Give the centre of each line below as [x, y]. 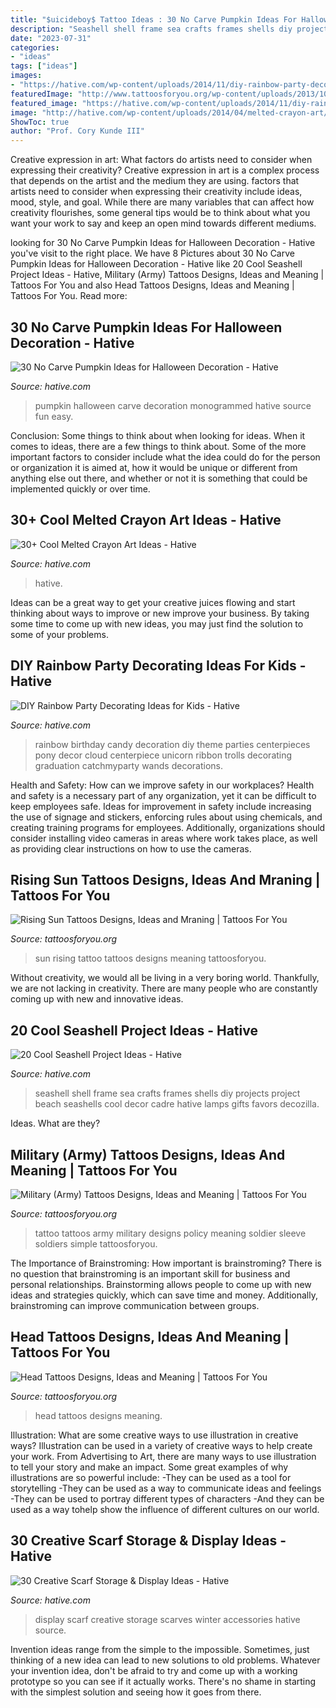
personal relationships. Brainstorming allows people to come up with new [161, 1284]
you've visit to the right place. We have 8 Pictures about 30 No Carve [152, 253]
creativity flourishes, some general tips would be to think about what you [160, 213]
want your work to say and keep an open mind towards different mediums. [163, 223]
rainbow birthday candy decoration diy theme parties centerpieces [172, 744]
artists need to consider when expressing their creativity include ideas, [156, 192]
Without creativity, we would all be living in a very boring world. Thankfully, [165, 978]
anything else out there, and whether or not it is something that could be [159, 478]
